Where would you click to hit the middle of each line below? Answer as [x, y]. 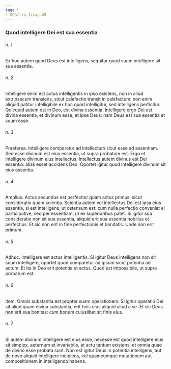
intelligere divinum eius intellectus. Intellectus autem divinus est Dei [76, 159]
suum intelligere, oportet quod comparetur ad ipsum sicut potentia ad [78, 263]
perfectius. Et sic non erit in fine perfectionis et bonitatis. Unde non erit [80, 225]
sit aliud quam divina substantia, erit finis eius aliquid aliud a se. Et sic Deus [84, 306]
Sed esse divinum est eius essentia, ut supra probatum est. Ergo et [76, 154]
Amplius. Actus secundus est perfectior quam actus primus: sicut [74, 198]
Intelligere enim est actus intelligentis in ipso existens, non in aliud [74, 93]
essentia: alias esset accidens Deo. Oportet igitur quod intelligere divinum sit [85, 164]
